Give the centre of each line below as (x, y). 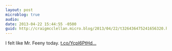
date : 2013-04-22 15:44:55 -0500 (41, 24)
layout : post (19, 10)
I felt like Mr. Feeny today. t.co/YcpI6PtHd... (51, 43)
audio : (12, 19)
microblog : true (23, 15)
